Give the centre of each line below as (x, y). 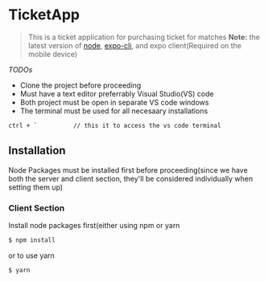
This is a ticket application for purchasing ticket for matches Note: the (144, 37)
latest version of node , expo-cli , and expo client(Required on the (135, 45)
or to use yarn (31, 255)
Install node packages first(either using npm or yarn (94, 225)
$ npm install (32, 240)
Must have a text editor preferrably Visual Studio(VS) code (117, 93)
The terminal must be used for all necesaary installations (114, 111)
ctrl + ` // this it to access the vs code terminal (115, 125)
